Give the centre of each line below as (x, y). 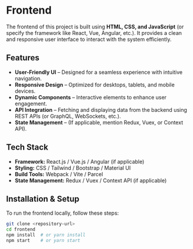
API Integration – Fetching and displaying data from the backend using (101, 109)
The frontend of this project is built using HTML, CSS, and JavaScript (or (95, 27)
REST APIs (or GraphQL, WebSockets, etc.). (68, 116)
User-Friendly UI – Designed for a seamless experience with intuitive (99, 72)
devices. (25, 91)
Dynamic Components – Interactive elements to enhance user (91, 97)
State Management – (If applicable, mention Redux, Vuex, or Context (99, 122)
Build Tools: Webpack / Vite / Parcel (59, 174)
